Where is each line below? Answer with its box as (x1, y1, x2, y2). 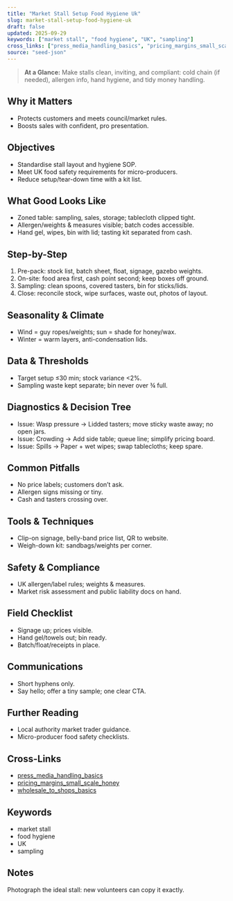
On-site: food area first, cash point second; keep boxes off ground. (17, 274, 209, 282)
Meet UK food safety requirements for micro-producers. (17, 168, 178, 176)
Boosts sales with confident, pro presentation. (17, 121, 149, 129)
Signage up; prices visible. (17, 625, 94, 634)
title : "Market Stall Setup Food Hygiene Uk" (7, 10, 141, 17)
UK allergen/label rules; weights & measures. (17, 580, 146, 588)
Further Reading (7, 707, 79, 719)
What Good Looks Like (7, 195, 106, 207)
